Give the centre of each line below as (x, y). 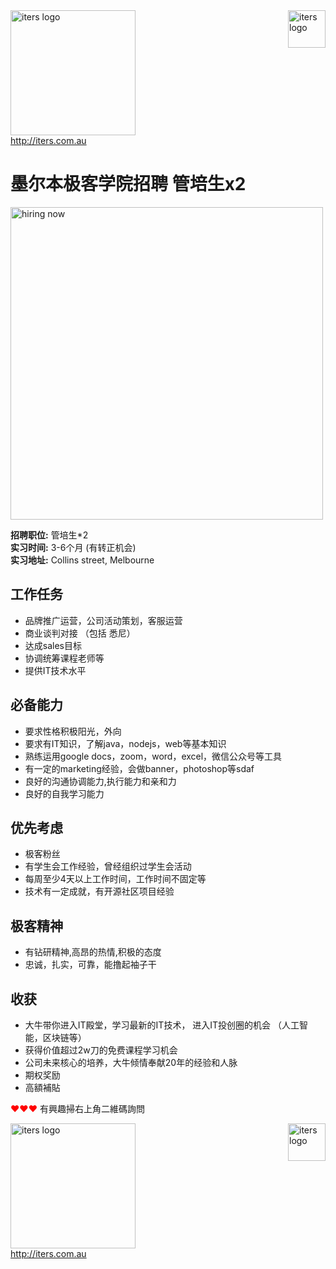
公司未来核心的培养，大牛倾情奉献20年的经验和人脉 (131, 1062)
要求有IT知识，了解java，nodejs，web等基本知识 (125, 743)
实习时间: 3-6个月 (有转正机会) (73, 547)
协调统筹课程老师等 (64, 658)
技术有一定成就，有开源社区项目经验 (99, 891)
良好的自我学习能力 (64, 793)
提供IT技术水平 (55, 670)
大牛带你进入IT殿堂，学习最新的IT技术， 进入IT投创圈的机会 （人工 (162, 1025)
